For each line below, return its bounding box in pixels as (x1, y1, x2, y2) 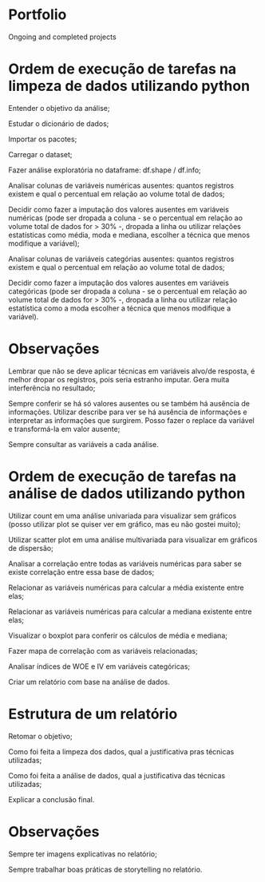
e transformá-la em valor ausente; (8, 424, 121, 433)
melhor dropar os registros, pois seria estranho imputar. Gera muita (8, 374, 230, 384)
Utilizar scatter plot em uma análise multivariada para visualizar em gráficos (8, 535, 258, 544)
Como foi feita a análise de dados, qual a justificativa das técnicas (8, 770, 226, 780)
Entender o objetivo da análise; (8, 103, 110, 113)
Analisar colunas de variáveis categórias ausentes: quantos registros (8, 254, 235, 263)
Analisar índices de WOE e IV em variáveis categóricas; (8, 661, 191, 671)
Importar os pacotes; (8, 134, 77, 144)
